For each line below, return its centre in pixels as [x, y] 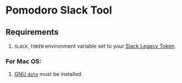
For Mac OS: [24, 61]
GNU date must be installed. [48, 74]
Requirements [32, 32]
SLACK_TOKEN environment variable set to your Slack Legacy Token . [95, 46]
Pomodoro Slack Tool [59, 10]
